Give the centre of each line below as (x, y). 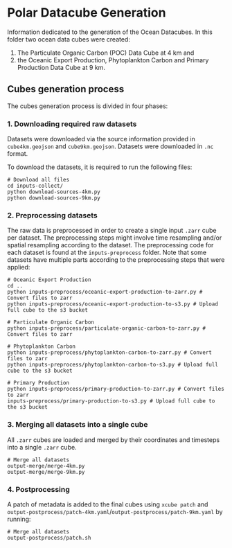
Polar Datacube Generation (87, 13)
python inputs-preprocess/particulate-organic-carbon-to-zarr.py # (107, 328)
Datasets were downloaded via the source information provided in (101, 139)
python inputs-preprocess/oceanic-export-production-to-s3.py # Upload (113, 304)
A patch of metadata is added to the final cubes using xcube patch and (108, 504)
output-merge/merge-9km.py (46, 472)
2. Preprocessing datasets (53, 215)
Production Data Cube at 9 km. (61, 67)
